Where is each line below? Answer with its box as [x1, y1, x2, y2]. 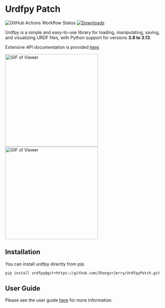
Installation [5, 248, 41, 256]
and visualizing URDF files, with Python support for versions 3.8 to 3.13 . [5, 35, 152, 40]
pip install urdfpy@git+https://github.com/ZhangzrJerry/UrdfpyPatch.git [5, 270, 161, 275]
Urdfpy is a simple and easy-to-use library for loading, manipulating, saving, [5, 29, 160, 35]
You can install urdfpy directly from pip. [5, 261, 85, 267]
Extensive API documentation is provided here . [5, 44, 100, 50]
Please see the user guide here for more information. [5, 297, 113, 303]
